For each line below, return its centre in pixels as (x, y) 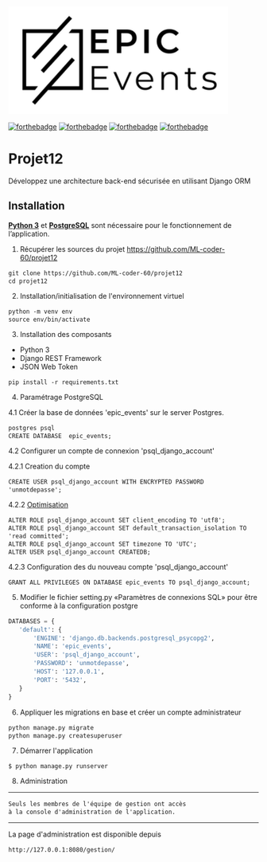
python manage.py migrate (51, 727)
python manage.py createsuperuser (66, 735)
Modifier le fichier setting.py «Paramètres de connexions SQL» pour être (139, 597)
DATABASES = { (32, 621)
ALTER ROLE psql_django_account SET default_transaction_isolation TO (128, 528)
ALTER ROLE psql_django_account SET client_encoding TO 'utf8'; (117, 520)
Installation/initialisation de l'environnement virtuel (102, 296)
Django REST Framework (60, 358)
